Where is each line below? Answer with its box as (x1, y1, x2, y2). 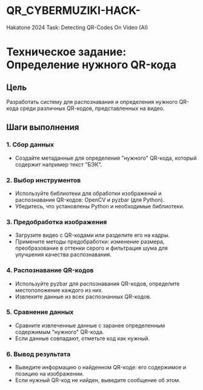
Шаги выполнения (6, 122, 79, 132)
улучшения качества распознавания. (15, 251, 112, 258)
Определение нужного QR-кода (6, 58, 177, 72)
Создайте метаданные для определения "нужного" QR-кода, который (15, 154, 197, 162)
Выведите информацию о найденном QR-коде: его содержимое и (15, 364, 187, 371)
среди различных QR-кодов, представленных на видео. (20, 104, 165, 112)
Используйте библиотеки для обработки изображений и (15, 190, 162, 197)
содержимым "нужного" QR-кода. (15, 328, 104, 335)
